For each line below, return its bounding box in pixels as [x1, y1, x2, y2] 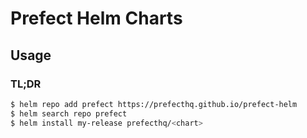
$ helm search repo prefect [10, 108, 128, 119]
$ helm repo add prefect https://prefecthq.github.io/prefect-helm [10, 99, 298, 109]
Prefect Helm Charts [10, 7, 183, 30]
